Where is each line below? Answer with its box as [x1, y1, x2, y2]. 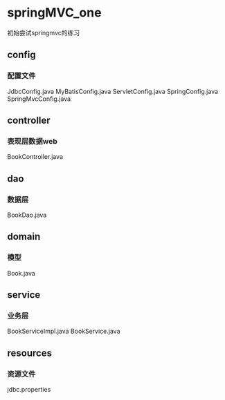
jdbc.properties [7, 385, 51, 394]
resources [7, 347, 52, 359]
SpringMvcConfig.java [7, 95, 71, 103]
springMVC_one [7, 5, 102, 21]
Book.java [7, 269, 36, 277]
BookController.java [7, 153, 64, 161]
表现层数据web [7, 136, 57, 146]
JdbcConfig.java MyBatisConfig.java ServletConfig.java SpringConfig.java [7, 87, 219, 95]
